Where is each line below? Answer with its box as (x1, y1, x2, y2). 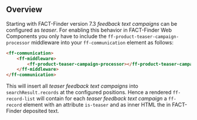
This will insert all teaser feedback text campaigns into (6, 83, 139, 90)
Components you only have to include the (6, 32, 107, 40)
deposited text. (22, 108, 60, 115)
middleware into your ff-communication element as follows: (31, 39, 174, 46)
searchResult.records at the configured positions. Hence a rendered (6, 89, 172, 96)
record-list (6, 96, 35, 102)
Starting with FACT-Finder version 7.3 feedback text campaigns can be (6, 20, 178, 27)
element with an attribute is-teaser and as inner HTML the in (23, 101, 171, 108)
